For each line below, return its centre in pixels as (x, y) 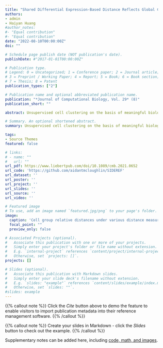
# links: (14, 152)
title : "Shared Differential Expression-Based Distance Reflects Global (80, 9)
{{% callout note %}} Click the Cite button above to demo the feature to (76, 306)
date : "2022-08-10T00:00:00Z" (36, 41)
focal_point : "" (26, 224)
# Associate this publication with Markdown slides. (62, 274)
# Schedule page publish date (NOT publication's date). (64, 55)
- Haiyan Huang (20, 23)
